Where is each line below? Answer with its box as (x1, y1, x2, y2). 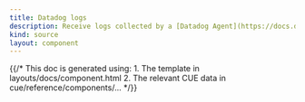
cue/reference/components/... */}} (9, 82, 138, 93)
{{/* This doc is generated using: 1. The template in (9, 63, 200, 74)
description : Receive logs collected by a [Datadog (9, 22, 209, 31)
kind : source (9, 30, 59, 39)
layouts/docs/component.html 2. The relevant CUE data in (9, 73, 227, 84)
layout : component (9, 38, 79, 48)
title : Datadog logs (9, 13, 88, 23)
